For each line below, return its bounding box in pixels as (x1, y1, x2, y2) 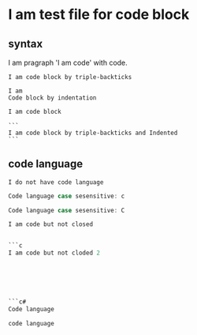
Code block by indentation (8, 94, 97, 102)
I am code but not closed (8, 220, 93, 228)
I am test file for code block (8, 6, 190, 24)
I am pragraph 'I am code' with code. (8, 58, 128, 67)
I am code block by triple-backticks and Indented (8, 129, 178, 137)
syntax (8, 37, 43, 51)
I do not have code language (8, 178, 104, 186)
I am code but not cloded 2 (8, 249, 101, 258)
